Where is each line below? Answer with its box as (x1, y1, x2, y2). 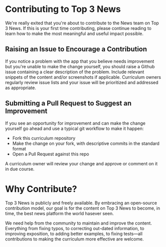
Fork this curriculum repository (12, 135, 76, 141)
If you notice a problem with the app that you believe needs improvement (5, 58, 155, 64)
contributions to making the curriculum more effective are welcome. (5, 236, 144, 242)
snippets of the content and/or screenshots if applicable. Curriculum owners (5, 74, 161, 80)
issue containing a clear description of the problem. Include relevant (5, 69, 145, 75)
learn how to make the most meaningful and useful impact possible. (5, 30, 144, 36)
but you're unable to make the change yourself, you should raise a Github (5, 63, 155, 69)
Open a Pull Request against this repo (12, 151, 89, 157)
